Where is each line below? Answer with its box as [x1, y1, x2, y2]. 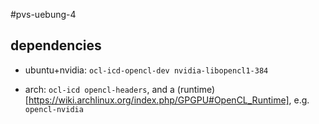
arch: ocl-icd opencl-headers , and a [24, 83, 175, 95]
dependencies [10, 37, 102, 54]
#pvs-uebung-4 [10, 9, 77, 20]
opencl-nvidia [24, 104, 84, 114]
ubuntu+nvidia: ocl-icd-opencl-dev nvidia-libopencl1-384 [24, 64, 269, 76]
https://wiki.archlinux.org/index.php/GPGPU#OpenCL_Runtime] [28, 94, 290, 106]
